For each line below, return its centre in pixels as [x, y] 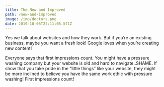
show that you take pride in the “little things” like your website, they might [81, 69]
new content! [19, 48]
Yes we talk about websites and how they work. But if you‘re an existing [78, 38]
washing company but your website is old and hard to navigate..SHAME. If [81, 63]
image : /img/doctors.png [31, 19]
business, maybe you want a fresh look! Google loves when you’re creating [82, 43]
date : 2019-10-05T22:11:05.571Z [39, 24]
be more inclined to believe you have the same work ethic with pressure [79, 74]
